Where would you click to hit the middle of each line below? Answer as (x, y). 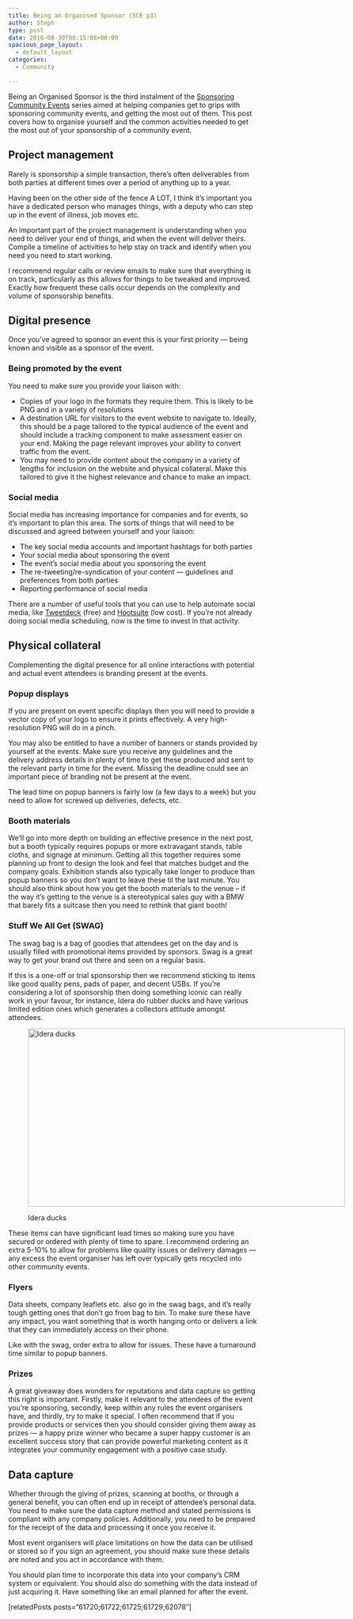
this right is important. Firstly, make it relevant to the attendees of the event (131, 1399)
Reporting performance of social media (84, 588)
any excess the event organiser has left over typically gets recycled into (125, 1258)
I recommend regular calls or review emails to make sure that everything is (130, 271)
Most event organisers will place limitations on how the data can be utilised (131, 1543)
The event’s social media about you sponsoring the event (113, 563)
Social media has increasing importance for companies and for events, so (128, 514)
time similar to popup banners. (58, 1353)
